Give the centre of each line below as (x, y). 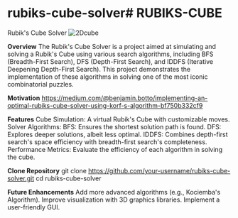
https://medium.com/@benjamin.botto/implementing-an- (125, 98)
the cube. (21, 157)
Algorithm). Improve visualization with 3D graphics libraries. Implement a (114, 200)
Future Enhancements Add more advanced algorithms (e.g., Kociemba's (114, 192)
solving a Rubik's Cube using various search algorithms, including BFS (110, 54)
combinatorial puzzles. (40, 84)
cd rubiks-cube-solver (68, 178)
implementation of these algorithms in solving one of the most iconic (108, 77)
